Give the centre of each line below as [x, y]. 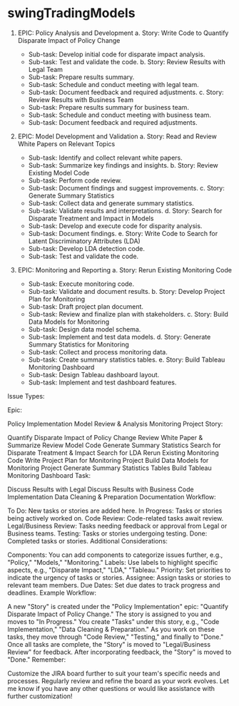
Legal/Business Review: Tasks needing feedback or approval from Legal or [117, 526]
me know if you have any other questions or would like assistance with [111, 688]
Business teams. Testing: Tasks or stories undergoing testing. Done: [107, 533]
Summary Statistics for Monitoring [79, 344]
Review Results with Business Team [81, 99]
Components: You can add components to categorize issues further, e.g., [115, 555]
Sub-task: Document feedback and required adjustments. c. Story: [126, 92]
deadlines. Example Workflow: [52, 593]
